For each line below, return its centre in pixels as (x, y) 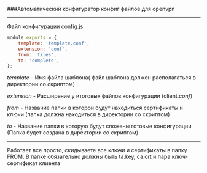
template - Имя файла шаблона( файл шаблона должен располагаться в (101, 78)
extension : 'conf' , (43, 49)
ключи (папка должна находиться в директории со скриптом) (88, 114)
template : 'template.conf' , (54, 43)
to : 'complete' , (39, 61)
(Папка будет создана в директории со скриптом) (73, 133)
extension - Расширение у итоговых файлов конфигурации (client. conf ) (100, 96)
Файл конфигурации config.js (45, 26)
